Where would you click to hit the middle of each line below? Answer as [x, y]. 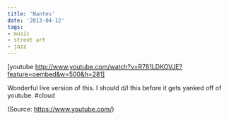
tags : [15, 27]
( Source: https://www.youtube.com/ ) [61, 109]
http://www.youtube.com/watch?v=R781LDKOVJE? [108, 67]
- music [19, 34]
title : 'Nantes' [31, 14]
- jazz [17, 47]
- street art [27, 40]
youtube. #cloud [31, 95]
